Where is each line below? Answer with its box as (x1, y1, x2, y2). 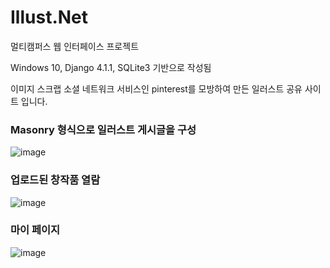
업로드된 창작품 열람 (10, 173, 101, 187)
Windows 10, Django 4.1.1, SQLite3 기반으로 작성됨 (10, 61, 212, 73)
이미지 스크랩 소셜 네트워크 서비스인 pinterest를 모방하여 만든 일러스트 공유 (10, 82, 303, 95)
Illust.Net (10, 6, 89, 29)
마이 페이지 (10, 223, 61, 237)
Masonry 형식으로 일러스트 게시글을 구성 (10, 122, 197, 136)
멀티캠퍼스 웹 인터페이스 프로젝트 (10, 40, 140, 52)
